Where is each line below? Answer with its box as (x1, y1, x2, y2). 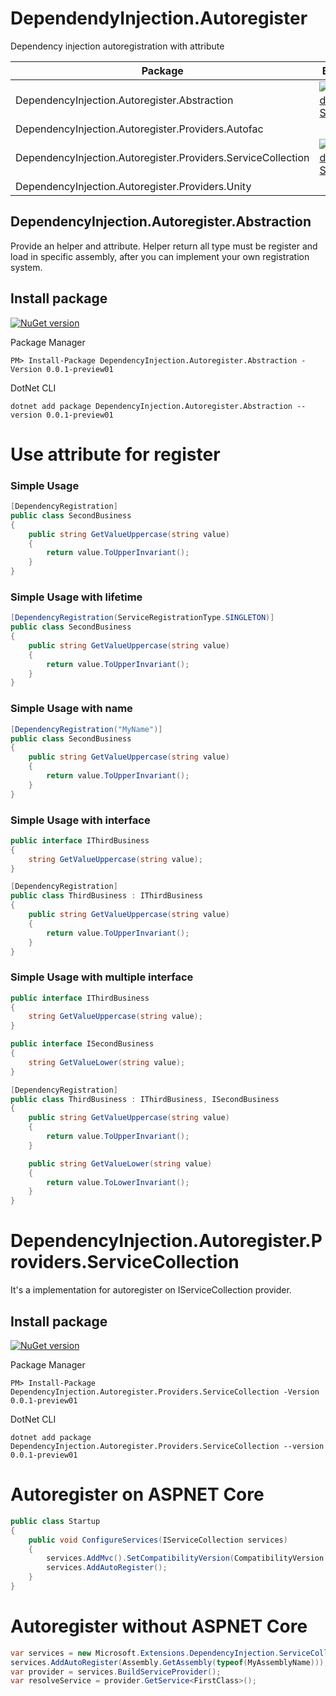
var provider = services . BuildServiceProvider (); (10, 1667, 222, 1677)
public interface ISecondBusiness (10, 1039, 155, 1049)
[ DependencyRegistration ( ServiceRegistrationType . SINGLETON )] (10, 613, 275, 623)
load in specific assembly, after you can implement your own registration (10, 250, 310, 262)
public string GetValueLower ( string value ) (28, 1158, 213, 1169)
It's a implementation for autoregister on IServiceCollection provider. (10, 1284, 292, 1296)
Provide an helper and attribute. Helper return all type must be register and (10, 240, 318, 252)
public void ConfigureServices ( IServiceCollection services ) (28, 1535, 288, 1545)
